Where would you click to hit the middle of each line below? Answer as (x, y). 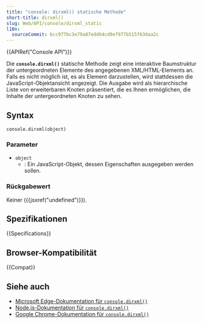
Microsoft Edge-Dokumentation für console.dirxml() (81, 301)
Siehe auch (28, 287)
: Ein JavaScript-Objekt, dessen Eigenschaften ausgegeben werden (109, 164)
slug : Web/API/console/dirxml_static (54, 23)
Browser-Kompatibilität (52, 252)
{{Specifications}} (29, 234)
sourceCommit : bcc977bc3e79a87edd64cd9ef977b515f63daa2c (85, 35)
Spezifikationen (37, 219)
